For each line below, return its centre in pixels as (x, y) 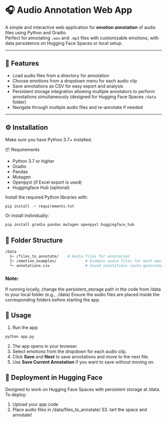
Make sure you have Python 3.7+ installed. (49, 139)
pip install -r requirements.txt (40, 206)
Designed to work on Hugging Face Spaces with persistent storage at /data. (83, 390)
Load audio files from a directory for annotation (61, 75)
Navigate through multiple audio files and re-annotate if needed (78, 107)
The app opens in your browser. (45, 346)
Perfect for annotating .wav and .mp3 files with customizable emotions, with (82, 38)
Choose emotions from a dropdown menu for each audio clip (75, 81)
